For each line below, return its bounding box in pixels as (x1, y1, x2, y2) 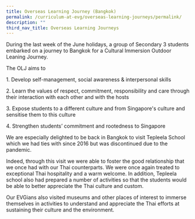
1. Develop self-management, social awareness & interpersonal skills (6, 76, 172, 83)
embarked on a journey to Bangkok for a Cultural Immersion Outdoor (6, 47, 172, 54)
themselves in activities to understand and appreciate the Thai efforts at (6, 200, 180, 207)
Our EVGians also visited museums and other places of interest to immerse (6, 194, 187, 201)
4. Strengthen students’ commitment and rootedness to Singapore (6, 122, 166, 129)
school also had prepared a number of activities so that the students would (6, 176, 187, 183)
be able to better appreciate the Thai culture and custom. (6, 183, 144, 190)
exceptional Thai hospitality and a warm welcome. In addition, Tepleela (6, 170, 177, 177)
